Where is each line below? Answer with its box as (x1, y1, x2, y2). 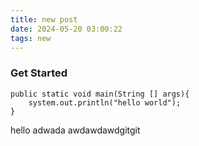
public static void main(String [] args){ (10, 89, 190, 99)
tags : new (10, 33, 52, 43)
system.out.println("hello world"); (28, 97, 182, 108)
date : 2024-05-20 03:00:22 (10, 24, 123, 34)
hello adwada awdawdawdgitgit (10, 124, 141, 136)
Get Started (10, 66, 68, 80)
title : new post (10, 14, 78, 25)
